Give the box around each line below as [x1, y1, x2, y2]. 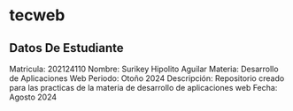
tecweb [9, 5, 66, 26]
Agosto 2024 [9, 92, 58, 102]
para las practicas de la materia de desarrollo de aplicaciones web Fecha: [9, 83, 278, 92]
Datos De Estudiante [9, 41, 124, 55]
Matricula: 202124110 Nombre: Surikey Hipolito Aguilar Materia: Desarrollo [9, 63, 279, 74]
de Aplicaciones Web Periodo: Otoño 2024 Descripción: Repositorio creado [9, 73, 285, 84]
